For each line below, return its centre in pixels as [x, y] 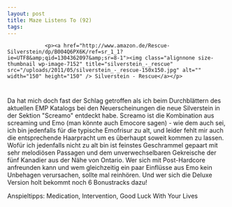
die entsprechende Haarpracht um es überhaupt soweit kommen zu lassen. [116, 138]
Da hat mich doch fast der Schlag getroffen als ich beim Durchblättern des [114, 101]
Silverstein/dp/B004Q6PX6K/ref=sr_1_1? [65, 52]
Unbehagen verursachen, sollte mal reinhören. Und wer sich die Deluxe [110, 175]
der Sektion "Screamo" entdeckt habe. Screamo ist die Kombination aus [111, 115]
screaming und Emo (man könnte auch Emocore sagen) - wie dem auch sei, [116, 123]
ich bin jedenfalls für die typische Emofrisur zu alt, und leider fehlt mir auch [115, 131]
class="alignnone [170, 58]
